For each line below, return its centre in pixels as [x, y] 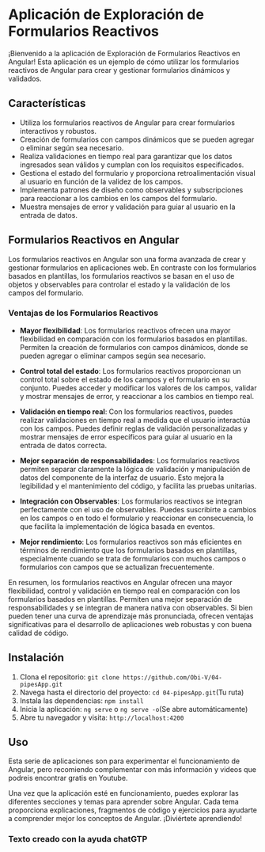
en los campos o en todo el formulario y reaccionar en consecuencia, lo [136, 518]
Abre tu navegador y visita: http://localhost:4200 [102, 717]
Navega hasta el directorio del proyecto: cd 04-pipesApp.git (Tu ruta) [132, 692]
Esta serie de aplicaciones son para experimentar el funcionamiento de [124, 761]
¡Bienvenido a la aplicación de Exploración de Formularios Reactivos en [124, 53]
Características [47, 103]
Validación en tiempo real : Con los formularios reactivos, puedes [126, 411]
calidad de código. [38, 633]
